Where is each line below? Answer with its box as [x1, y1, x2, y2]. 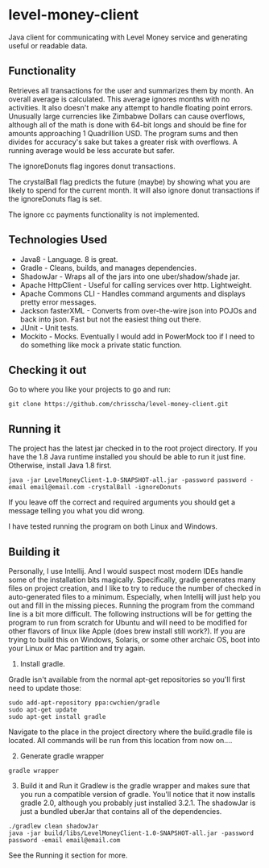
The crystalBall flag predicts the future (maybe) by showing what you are [8, 177, 251, 186]
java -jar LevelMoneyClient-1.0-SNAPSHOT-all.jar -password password [8, 476, 247, 484]
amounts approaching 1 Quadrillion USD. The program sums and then [8, 128, 238, 138]
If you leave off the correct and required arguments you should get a [8, 497, 236, 507]
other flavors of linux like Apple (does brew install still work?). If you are [8, 626, 246, 636]
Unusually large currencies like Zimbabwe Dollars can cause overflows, [8, 111, 246, 121]
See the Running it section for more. [8, 850, 128, 860]
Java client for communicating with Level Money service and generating [8, 32, 248, 42]
